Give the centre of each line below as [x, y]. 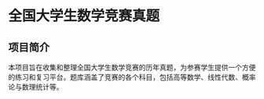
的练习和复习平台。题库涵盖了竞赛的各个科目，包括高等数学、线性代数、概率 [132, 77]
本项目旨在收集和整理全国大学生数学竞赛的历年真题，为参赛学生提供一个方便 [132, 67]
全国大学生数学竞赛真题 [84, 16]
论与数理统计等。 [36, 87]
